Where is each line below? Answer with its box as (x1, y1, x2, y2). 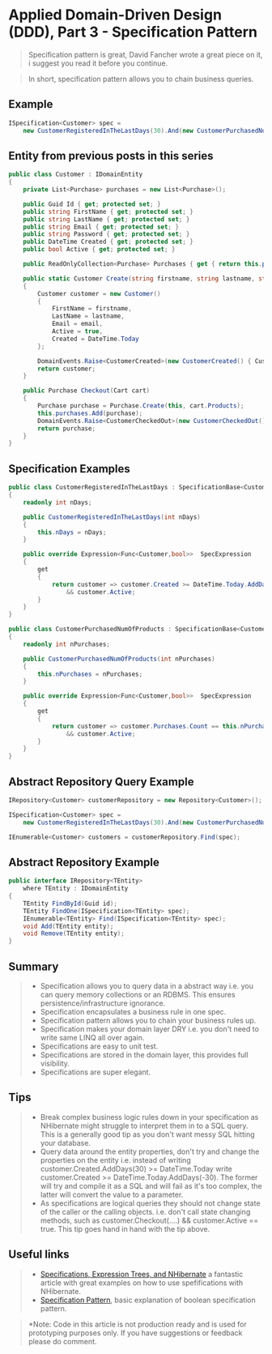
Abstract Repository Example (8, 855, 160, 869)
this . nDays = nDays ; (37, 528, 107, 536)
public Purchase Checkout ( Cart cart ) (23, 387, 151, 395)
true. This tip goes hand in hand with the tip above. (40, 1224, 210, 1233)
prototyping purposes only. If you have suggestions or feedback (28, 1327, 243, 1338)
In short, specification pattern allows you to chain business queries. (28, 74, 254, 83)
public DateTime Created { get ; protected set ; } (23, 237, 194, 246)
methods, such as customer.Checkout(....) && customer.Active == (40, 1215, 259, 1225)
